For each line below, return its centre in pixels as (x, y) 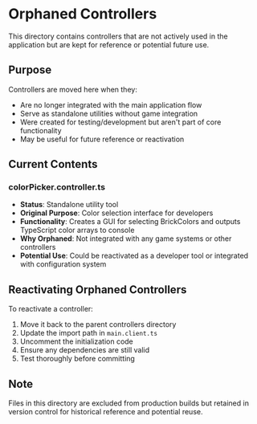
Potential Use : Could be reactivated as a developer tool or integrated (134, 256)
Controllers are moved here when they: (73, 89)
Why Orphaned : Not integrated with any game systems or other (126, 238)
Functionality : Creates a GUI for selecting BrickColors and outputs (130, 222)
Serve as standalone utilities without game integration (109, 113)
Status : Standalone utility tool (69, 205)
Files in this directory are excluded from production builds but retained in (128, 403)
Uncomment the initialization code (77, 341)
